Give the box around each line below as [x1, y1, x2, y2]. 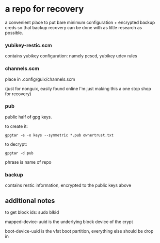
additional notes [5, 196, 55, 205]
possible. [5, 30, 23, 35]
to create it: [5, 123, 28, 129]
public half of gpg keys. [5, 114, 52, 120]
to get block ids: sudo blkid [5, 209, 59, 215]
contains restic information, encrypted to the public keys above [5, 182, 131, 188]
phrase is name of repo [5, 159, 52, 165]
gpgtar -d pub [5, 151, 34, 156]
